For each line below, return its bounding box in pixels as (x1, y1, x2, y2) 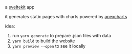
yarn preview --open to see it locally (12, 43, 86, 49)
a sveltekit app (5, 4, 35, 10)
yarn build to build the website (12, 38, 75, 44)
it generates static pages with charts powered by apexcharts (5, 14, 127, 19)
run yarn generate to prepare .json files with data (12, 33, 111, 38)
